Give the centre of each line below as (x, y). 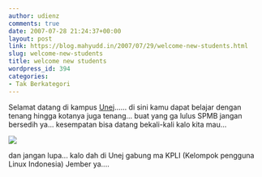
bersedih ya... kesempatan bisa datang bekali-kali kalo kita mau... (118, 124)
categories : (28, 76)
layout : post (30, 39)
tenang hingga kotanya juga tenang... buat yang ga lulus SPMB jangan (125, 115)
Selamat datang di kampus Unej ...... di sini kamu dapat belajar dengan (125, 107)
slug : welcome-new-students (56, 54)
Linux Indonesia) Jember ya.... (59, 164)
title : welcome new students (58, 62)
